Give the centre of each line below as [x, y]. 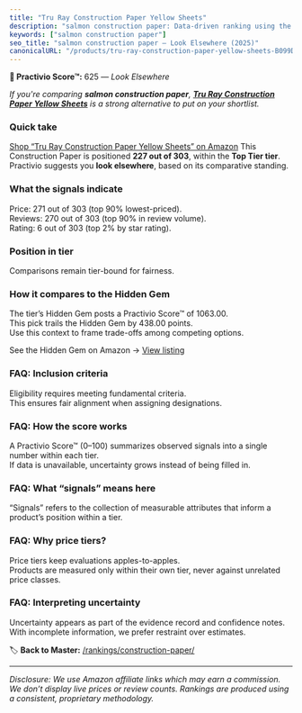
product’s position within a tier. [66, 518]
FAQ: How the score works [68, 426]
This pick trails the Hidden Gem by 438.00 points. [101, 323]
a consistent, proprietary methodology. [82, 698]
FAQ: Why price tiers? [58, 541]
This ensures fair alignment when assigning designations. [116, 402]
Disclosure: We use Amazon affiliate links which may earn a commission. [145, 679]
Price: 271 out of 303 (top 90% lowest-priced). [96, 209]
